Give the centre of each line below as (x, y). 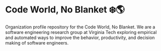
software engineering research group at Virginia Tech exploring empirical (81, 32)
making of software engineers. (37, 42)
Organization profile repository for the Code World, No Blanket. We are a (80, 27)
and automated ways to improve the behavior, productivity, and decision (80, 37)
